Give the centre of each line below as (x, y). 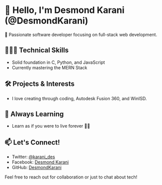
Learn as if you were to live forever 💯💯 (51, 126)
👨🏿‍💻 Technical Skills (37, 50)
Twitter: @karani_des (33, 157)
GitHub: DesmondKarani (37, 168)
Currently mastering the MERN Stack (49, 67)
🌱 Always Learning (34, 114)
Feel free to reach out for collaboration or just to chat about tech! (71, 177)
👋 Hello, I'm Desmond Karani (65, 10)
